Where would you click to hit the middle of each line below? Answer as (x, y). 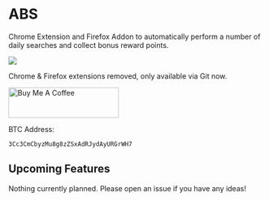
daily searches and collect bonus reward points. (89, 45)
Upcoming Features (59, 169)
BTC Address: (31, 129)
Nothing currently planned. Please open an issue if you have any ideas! (127, 188)
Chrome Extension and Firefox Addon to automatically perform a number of (134, 36)
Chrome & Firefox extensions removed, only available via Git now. (118, 76)
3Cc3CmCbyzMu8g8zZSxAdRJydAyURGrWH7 (70, 144)
